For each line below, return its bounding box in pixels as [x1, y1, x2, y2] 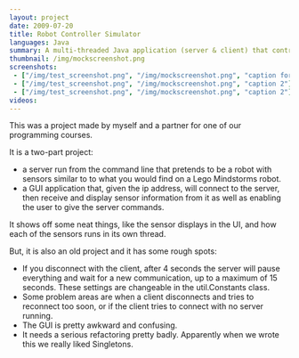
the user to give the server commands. [21, 202, 165, 213]
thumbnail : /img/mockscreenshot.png [9, 54, 145, 63]
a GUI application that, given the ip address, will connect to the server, [21, 183, 280, 194]
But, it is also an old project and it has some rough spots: [9, 246, 217, 256]
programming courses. [9, 130, 93, 141]
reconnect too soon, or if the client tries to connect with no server [21, 301, 264, 312]
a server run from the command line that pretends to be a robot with [21, 164, 272, 175]
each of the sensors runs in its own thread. [9, 229, 166, 240]
